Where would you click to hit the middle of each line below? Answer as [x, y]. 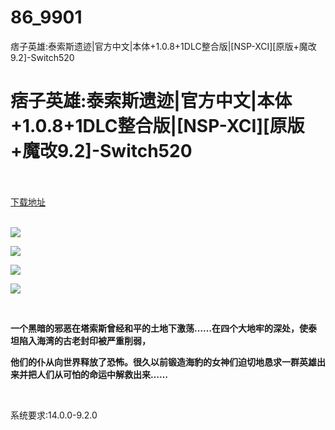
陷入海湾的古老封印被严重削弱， [84, 340]
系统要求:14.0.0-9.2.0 [54, 415]
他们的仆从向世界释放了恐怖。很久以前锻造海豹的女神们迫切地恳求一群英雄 [163, 362]
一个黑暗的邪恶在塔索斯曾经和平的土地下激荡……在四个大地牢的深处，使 [159, 328]
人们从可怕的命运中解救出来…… [102, 374]
